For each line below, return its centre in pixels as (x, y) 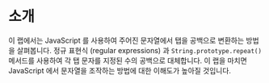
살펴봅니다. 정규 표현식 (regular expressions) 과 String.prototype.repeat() (139, 50)
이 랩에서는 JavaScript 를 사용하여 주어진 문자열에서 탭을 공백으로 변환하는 (126, 40)
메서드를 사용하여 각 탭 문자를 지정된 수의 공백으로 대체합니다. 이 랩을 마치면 (128, 60)
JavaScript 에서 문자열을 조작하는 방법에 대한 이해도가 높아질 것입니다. (120, 70)
